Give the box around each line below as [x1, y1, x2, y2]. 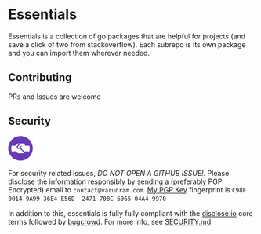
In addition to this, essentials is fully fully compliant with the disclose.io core [8, 208, 253, 218]
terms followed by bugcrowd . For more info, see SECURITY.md [8, 217, 212, 226]
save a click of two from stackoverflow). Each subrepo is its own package [8, 39, 246, 49]
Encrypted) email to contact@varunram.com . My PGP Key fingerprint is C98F [8, 185, 247, 194]
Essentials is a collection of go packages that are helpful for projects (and [8, 31, 246, 41]
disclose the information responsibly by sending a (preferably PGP [8, 177, 223, 186]
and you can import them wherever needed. [8, 48, 150, 57]
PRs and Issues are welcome [8, 92, 101, 101]
